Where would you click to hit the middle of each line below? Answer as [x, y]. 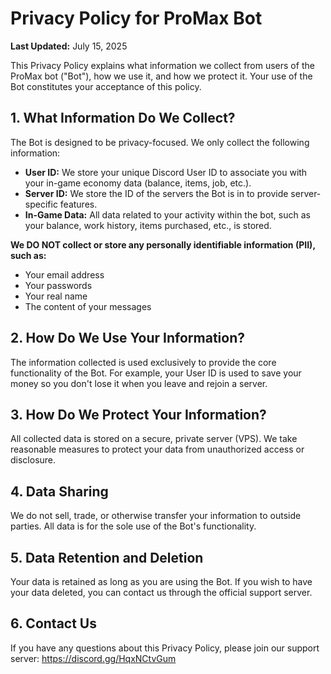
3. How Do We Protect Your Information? [138, 414]
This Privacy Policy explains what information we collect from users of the [162, 65]
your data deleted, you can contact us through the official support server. [161, 592]
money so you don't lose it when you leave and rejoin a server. [139, 383]
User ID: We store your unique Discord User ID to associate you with [166, 172]
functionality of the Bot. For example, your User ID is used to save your [156, 373]
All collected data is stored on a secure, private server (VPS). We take [154, 439]
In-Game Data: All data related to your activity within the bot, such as [167, 214]
